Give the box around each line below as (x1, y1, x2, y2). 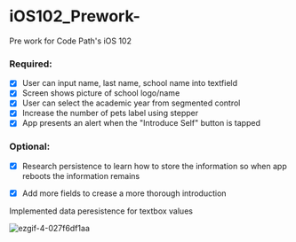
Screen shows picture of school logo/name (21, 88, 180, 98)
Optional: (9, 140, 51, 152)
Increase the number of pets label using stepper (21, 108, 198, 119)
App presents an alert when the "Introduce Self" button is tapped (21, 118, 260, 129)
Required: (9, 58, 53, 70)
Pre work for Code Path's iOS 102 (9, 35, 132, 46)
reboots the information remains (21, 170, 140, 181)
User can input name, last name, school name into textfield (21, 78, 238, 89)
